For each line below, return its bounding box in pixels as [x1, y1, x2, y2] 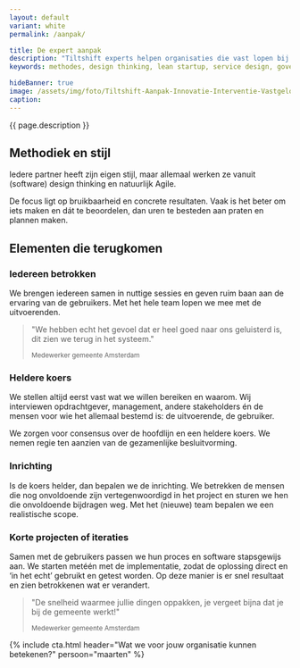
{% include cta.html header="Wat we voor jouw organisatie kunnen [9, 639, 257, 650]
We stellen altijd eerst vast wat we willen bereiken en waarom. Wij [9, 392, 252, 403]
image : [9, 87, 34, 96]
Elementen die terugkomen [9, 240, 163, 255]
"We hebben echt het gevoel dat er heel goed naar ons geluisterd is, [30, 324, 283, 335]
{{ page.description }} [9, 120, 90, 130]
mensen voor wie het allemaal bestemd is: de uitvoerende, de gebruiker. [9, 411, 275, 422]
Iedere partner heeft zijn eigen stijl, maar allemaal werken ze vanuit [9, 169, 256, 180]
